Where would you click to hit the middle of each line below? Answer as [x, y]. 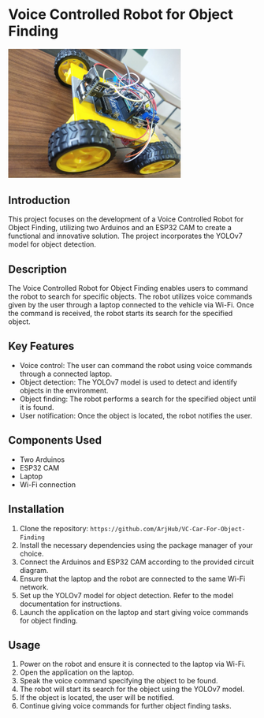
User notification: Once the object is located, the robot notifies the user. [136, 415]
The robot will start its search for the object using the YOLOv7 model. [132, 689]
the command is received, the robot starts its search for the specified [121, 314]
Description [37, 269]
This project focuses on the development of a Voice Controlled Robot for [126, 219]
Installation [36, 510]
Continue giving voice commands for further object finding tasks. [125, 706]
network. [34, 587]
